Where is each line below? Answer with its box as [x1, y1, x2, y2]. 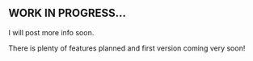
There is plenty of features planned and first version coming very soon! [8, 43, 246, 53]
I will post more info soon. [8, 27, 95, 37]
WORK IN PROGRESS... [8, 6, 127, 20]
